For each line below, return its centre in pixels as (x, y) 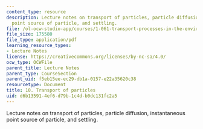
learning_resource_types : (39, 46)
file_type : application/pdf (42, 40)
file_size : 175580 (29, 34)
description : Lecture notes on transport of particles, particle (90, 17)
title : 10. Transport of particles (51, 90)
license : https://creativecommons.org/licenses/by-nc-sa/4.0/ (86, 57)
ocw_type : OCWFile (29, 62)
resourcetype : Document (36, 85)
